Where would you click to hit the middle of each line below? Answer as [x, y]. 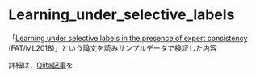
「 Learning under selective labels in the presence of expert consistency [128, 38]
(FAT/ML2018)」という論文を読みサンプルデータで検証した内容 [113, 48]
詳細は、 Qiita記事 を [41, 65]
